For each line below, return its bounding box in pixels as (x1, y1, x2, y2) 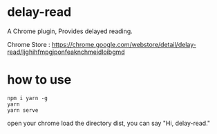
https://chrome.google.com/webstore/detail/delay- (51, 40, 197, 48)
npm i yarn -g (7, 95, 48, 102)
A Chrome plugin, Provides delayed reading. (7, 27, 133, 35)
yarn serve (7, 106, 39, 114)
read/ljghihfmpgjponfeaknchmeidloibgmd (7, 48, 126, 56)
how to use (7, 72, 72, 88)
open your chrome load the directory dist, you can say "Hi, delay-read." (7, 119, 211, 127)
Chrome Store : (7, 40, 50, 48)
